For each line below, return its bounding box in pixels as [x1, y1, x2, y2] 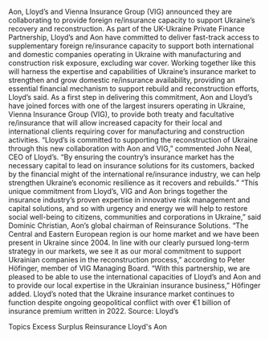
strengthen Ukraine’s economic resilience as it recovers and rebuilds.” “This [8, 178, 259, 188]
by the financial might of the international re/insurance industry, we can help [8, 169, 261, 179]
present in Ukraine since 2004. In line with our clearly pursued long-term [8, 238, 250, 247]
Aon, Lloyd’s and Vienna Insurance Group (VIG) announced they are [8, 7, 233, 16]
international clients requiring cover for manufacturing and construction [8, 126, 245, 136]
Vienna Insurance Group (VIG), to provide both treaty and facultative [8, 110, 234, 119]
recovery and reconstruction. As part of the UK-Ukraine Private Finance [8, 24, 245, 33]
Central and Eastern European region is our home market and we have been [8, 229, 259, 238]
